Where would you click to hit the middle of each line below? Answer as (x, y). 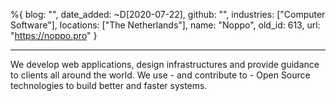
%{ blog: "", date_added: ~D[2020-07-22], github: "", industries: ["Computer (168, 14)
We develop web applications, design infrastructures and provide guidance (165, 64)
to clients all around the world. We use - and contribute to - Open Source (160, 75)
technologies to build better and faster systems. (109, 85)
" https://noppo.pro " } (54, 35)
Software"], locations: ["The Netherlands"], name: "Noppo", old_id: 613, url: (165, 25)
